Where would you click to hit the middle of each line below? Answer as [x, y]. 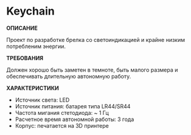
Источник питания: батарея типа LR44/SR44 [73, 106]
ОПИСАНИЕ [22, 28]
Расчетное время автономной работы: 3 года [75, 119]
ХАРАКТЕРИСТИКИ [33, 88]
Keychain [30, 11]
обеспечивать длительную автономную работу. [69, 76]
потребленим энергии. [36, 46]
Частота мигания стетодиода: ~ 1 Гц [62, 112]
